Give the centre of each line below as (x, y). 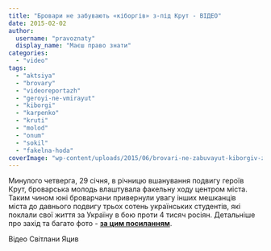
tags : (17, 68)
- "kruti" (32, 121)
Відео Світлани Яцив (44, 239)
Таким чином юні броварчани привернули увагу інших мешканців (122, 198)
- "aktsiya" (36, 76)
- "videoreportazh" (48, 91)
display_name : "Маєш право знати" (73, 46)
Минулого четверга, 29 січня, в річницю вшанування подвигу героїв (126, 181)
